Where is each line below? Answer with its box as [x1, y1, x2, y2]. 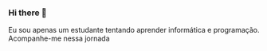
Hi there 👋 [8, 7, 48, 18]
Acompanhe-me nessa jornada [8, 33, 110, 43]
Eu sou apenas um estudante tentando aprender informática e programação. [8, 25, 260, 35]
